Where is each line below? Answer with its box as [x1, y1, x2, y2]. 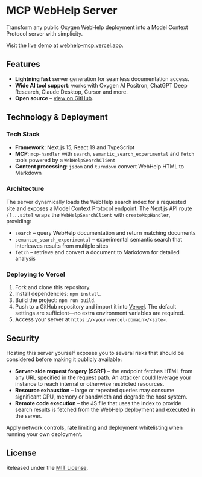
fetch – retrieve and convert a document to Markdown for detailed [14, 248, 180, 255]
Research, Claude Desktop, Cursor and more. [14, 88, 128, 95]
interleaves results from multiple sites [14, 242, 109, 249]
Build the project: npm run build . [14, 296, 96, 304]
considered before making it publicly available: [6, 356, 122, 363]
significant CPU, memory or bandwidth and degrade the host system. [14, 393, 188, 400]
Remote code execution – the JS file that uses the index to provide [14, 399, 182, 406]
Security [6, 333, 39, 344]
